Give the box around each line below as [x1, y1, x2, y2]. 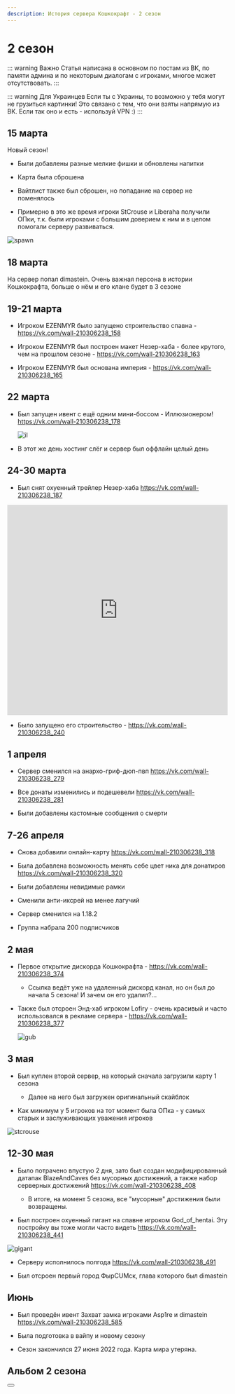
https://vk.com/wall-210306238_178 [17, 417, 121, 425]
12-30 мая [7, 1147, 55, 1160]
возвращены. [27, 1202, 68, 1210]
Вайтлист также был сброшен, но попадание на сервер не [17, 186, 193, 195]
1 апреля [7, 749, 47, 760]
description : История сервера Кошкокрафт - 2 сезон [7, 10, 161, 18]
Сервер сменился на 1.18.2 [17, 910, 98, 918]
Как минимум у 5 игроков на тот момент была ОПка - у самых [17, 1106, 206, 1114]
